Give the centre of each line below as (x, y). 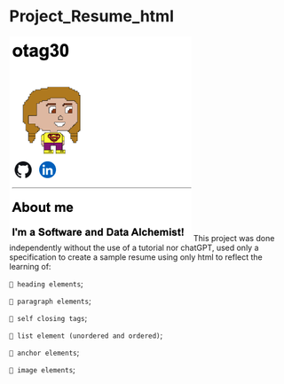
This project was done (234, 238)
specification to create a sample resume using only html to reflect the (136, 257)
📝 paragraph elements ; (50, 301)
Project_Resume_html (92, 16)
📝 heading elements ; (47, 283)
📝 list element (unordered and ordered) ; (86, 335)
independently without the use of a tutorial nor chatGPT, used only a (134, 247)
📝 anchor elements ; (44, 352)
